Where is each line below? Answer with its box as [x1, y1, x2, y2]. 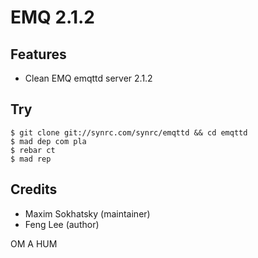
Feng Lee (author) [24, 218, 100, 230]
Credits [10, 181, 58, 198]
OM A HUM [10, 237, 58, 250]
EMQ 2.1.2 [10, 6, 95, 29]
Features [10, 46, 67, 63]
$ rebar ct [10, 145, 56, 155]
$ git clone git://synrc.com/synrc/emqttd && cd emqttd [10, 127, 248, 138]
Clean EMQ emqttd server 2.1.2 [24, 72, 153, 84]
